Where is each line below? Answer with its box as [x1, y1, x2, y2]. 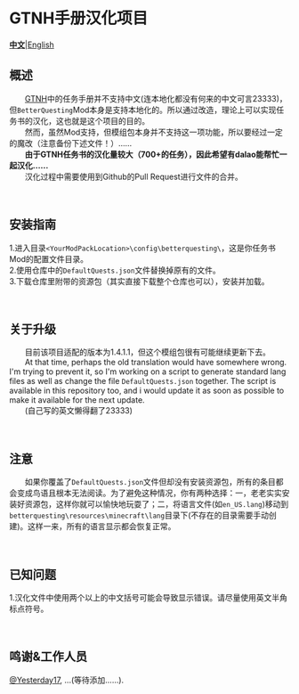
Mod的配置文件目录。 [9, 253, 89, 264]
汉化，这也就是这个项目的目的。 [32, 115, 149, 126]
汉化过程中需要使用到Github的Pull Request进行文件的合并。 [25, 171, 243, 182]
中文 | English [9, 39, 55, 50]
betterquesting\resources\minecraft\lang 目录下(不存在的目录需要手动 [9, 510, 270, 521]
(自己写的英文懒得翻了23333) [25, 405, 133, 416]
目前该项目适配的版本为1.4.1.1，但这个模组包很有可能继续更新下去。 [25, 347, 271, 357]
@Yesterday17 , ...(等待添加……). [9, 674, 125, 685]
